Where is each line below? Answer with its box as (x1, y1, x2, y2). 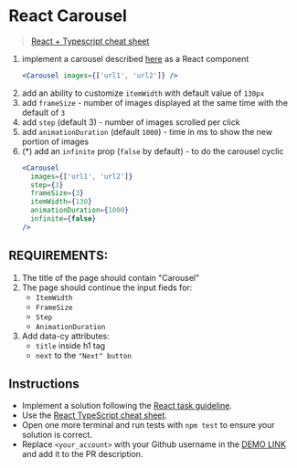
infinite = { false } (30, 214, 97, 224)
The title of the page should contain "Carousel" (21, 272, 200, 283)
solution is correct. (21, 430, 93, 441)
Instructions (8, 376, 80, 392)
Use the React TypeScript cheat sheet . (21, 410, 168, 421)
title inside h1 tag (35, 339, 106, 351)
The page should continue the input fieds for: (21, 282, 193, 293)
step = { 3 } (30, 180, 64, 190)
